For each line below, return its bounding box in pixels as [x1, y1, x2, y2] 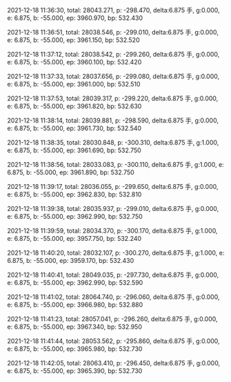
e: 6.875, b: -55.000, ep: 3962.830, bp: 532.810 [7, 190, 142, 199]
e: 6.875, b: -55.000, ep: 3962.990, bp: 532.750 [7, 212, 143, 220]
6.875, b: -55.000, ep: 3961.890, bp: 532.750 [7, 168, 134, 176]
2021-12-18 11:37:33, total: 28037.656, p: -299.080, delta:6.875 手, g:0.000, [7, 72, 220, 80]
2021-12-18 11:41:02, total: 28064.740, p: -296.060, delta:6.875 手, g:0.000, [7, 293, 220, 301]
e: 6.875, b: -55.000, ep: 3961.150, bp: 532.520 [7, 36, 140, 44]
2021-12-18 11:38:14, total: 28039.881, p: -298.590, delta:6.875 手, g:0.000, [7, 116, 219, 125]
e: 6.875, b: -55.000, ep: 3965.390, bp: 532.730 [7, 367, 143, 375]
